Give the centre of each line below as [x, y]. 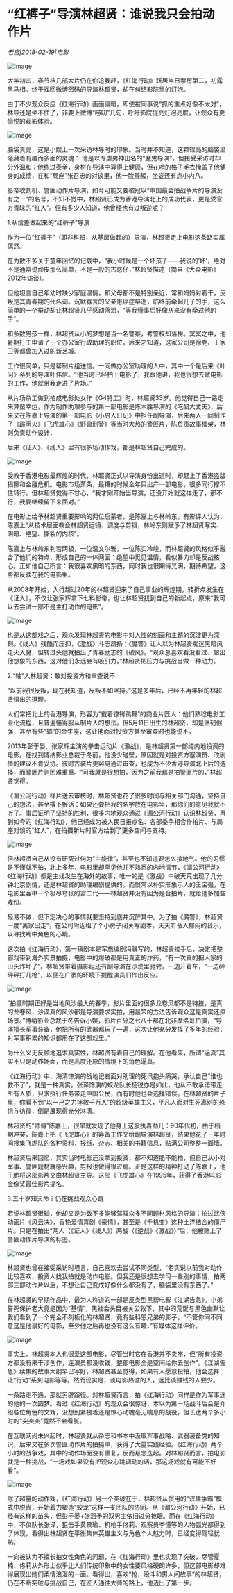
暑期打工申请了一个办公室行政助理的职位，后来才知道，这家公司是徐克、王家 [116, 342]
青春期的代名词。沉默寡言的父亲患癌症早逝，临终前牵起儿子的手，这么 [126, 301]
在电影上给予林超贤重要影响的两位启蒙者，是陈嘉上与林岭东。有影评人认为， [116, 516]
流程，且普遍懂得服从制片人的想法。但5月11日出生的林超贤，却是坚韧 [118, 723]
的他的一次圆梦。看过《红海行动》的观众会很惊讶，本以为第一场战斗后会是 [113, 1403]
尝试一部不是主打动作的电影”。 [63, 606]
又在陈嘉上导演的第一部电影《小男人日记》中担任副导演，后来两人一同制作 [119, 415]
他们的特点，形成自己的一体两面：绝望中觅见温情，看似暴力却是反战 [116, 557]
